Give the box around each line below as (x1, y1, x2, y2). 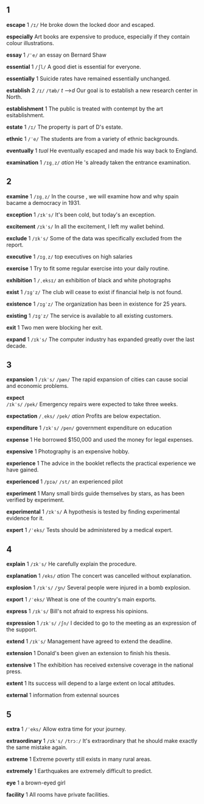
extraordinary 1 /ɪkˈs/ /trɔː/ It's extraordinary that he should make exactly (6, 738, 198, 745)
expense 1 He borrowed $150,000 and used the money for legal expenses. (6, 436, 194, 443)
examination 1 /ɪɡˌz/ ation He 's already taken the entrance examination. (6, 159, 191, 166)
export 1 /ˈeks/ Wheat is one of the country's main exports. (6, 596, 157, 603)
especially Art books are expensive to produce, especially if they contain (6, 33, 190, 40)
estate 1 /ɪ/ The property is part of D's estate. (6, 123, 123, 131)
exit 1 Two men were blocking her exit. (6, 323, 103, 331)
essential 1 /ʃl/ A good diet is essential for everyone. (6, 63, 141, 70)
